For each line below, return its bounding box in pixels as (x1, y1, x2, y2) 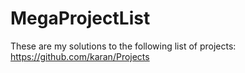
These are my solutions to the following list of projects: (10, 40, 237, 52)
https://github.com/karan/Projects (10, 50, 150, 62)
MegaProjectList (10, 7, 151, 30)
